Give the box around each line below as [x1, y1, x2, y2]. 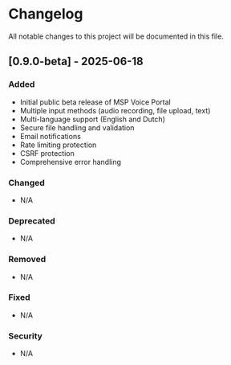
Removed [8, 254, 47, 265]
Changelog [8, 5, 83, 23]
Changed [8, 177, 46, 188]
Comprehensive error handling [19, 157, 122, 166]
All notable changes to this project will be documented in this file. [8, 31, 225, 41]
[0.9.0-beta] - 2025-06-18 [8, 55, 144, 68]
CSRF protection [19, 148, 75, 158]
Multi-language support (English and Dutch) [19, 114, 166, 124]
